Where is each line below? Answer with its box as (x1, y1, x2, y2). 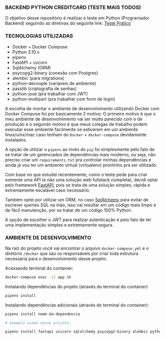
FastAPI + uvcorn (12, 59, 48, 65)
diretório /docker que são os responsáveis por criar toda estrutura (5, 250, 138, 256)
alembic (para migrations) (12, 75, 65, 81)
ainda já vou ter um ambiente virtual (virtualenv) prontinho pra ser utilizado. (5, 162, 158, 168)
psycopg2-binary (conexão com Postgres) (12, 70, 98, 76)
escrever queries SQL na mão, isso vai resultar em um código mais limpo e (5, 202, 156, 208)
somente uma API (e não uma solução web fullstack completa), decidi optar (5, 176, 159, 183)
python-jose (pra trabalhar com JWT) (12, 90, 88, 97)
